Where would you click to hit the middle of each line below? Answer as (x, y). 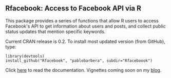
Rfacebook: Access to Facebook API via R (73, 8)
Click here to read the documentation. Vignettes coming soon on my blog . (83, 70)
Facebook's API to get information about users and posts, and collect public (85, 26)
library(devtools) (25, 56)
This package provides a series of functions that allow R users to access (82, 20)
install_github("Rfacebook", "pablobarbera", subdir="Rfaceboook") (79, 61)
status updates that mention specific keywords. (55, 31)
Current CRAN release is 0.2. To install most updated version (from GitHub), (85, 41)
